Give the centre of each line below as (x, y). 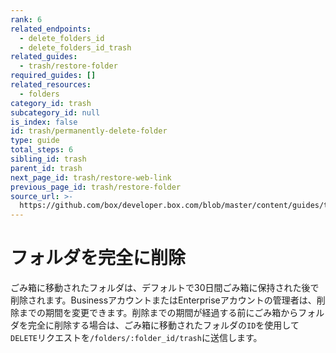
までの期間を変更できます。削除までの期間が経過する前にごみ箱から (158, 313)
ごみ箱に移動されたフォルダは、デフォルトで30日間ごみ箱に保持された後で (165, 288)
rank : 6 (26, 19)
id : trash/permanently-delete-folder (89, 131)
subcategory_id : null (55, 112)
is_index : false (44, 122)
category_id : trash (51, 103)
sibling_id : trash (48, 159)
